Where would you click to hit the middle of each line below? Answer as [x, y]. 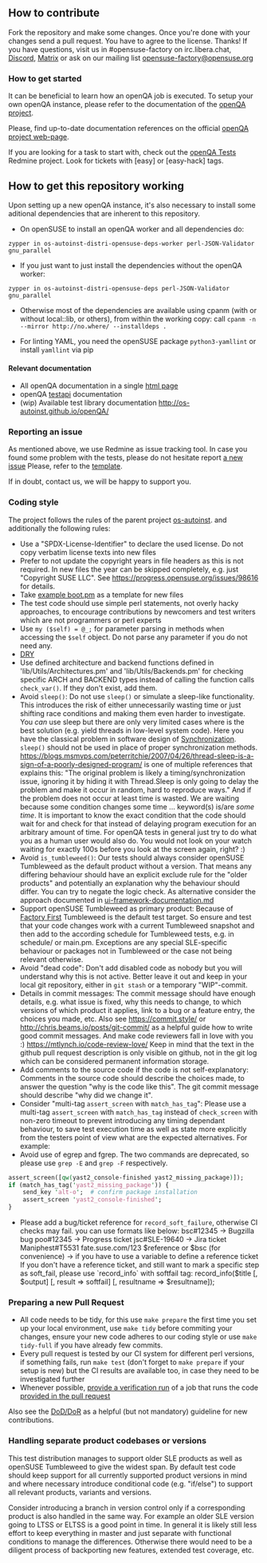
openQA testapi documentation [71, 394]
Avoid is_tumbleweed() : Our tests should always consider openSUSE [132, 857]
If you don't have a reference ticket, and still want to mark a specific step [139, 1265]
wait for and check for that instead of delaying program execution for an [138, 823]
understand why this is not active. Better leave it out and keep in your [133, 976]
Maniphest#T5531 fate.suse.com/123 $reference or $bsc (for [120, 1248]
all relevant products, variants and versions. [80, 1492]
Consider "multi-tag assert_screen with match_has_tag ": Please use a [133, 1103]
